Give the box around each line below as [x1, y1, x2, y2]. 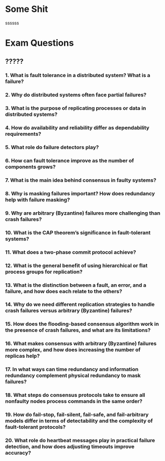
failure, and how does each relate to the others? [5, 288, 122, 295]
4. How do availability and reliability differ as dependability [5, 124, 150, 131]
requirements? [5, 131, 41, 138]
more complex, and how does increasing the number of [5, 346, 141, 353]
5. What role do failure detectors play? [5, 144, 99, 151]
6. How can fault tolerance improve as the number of [5, 157, 134, 164]
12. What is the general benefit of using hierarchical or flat [5, 262, 148, 269]
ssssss [5, 20, 19, 26]
